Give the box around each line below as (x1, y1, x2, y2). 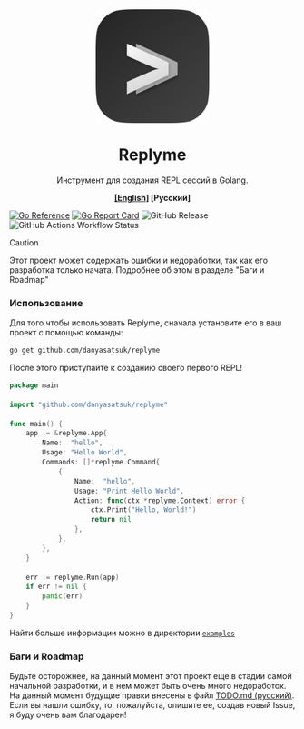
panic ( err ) (42, 592, 83, 601)
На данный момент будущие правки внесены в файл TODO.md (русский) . (9, 690, 295, 701)
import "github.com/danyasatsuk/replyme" (9, 400, 169, 409)
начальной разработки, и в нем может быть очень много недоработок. (9, 681, 287, 692)
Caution (9, 236, 39, 248)
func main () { (9, 419, 64, 428)
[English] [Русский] (114, 192, 191, 203)
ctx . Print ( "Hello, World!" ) (90, 505, 197, 514)
